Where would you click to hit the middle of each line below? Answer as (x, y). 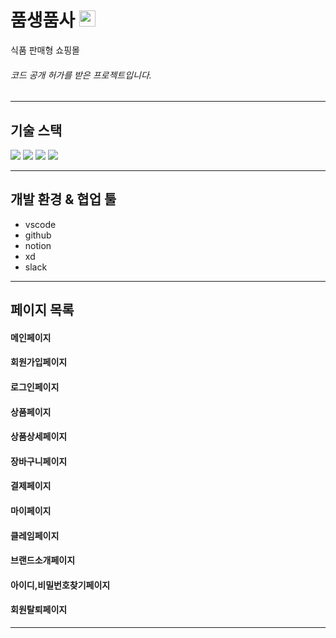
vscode (40, 224)
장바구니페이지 (39, 461)
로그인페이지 (35, 387)
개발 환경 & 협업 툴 (63, 199)
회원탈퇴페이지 (39, 610)
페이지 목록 (42, 310)
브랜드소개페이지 (43, 560)
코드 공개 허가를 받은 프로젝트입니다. (81, 75)
